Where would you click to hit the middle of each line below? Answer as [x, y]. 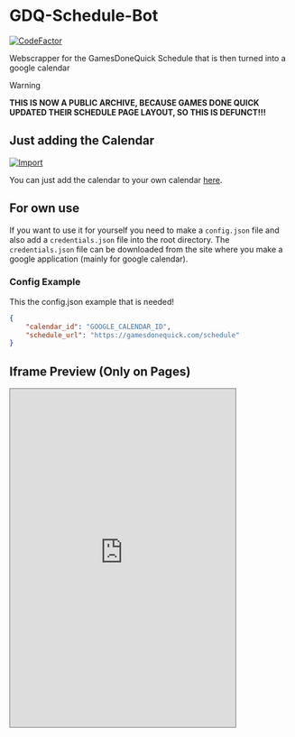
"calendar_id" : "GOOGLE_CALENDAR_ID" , [98, 327]
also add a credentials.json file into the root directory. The [120, 239]
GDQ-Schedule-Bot [84, 16]
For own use [44, 208]
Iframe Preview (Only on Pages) [100, 371]
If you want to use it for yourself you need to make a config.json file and [144, 230]
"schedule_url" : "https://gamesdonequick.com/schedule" [133, 335]
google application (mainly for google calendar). [99, 259]
